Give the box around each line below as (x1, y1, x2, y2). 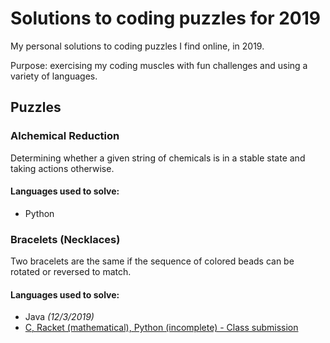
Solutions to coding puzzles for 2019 (10, 7, 321, 30)
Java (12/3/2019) (24, 311, 95, 323)
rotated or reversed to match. (10, 266, 132, 278)
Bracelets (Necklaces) (10, 232, 121, 246)
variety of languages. (10, 70, 98, 82)
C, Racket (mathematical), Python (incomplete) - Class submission (24, 322, 299, 334)
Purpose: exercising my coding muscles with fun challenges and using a (10, 59, 308, 71)
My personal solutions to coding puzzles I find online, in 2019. (10, 40, 265, 52)
